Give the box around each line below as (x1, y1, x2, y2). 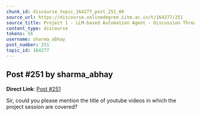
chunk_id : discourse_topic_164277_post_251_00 (6, 8, 124, 15)
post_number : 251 (6, 42, 50, 48)
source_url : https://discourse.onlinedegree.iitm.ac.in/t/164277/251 (6, 14, 184, 20)
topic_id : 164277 (6, 48, 50, 54)
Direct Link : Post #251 (6, 85, 61, 92)
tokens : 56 (6, 31, 33, 37)
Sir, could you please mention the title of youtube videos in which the (6, 96, 176, 104)
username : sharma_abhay (6, 36, 66, 42)
